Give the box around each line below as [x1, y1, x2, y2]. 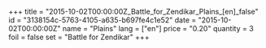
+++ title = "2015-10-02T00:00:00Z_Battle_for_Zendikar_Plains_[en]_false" [8, 7, 259, 16]
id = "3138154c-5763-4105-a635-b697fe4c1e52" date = [8, 15, 197, 25]
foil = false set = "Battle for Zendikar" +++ [8, 32, 150, 42]
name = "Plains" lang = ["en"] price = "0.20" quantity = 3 [62, 24, 254, 33]
